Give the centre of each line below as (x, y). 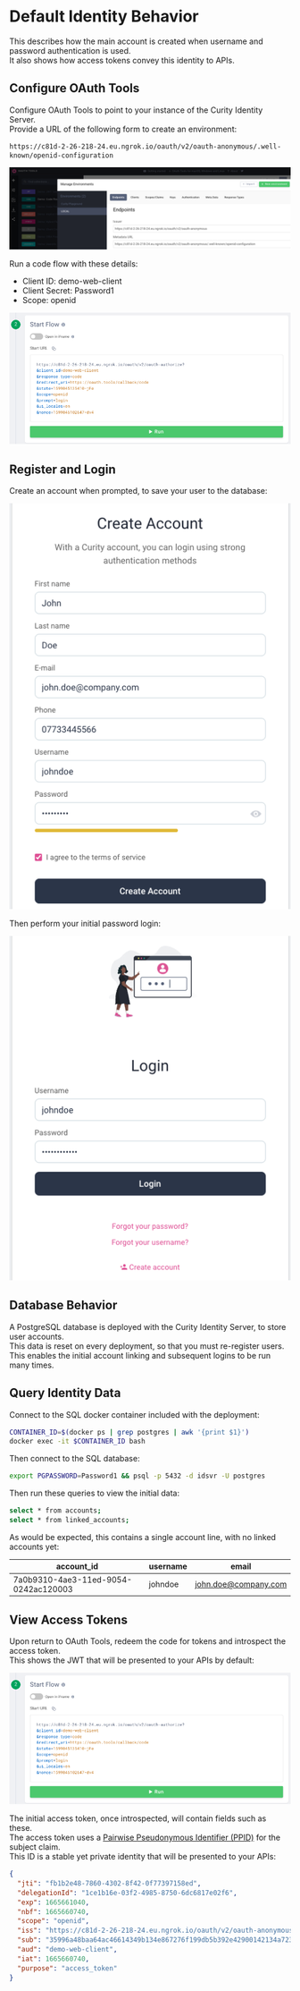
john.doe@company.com (241, 1584)
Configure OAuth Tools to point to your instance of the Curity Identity (136, 110)
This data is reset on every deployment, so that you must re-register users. (147, 1346)
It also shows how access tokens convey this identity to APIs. (122, 60)
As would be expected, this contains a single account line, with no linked (143, 1537)
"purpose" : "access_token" (67, 1968)
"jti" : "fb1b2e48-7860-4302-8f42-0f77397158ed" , (109, 1883)
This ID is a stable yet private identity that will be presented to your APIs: (143, 1857)
